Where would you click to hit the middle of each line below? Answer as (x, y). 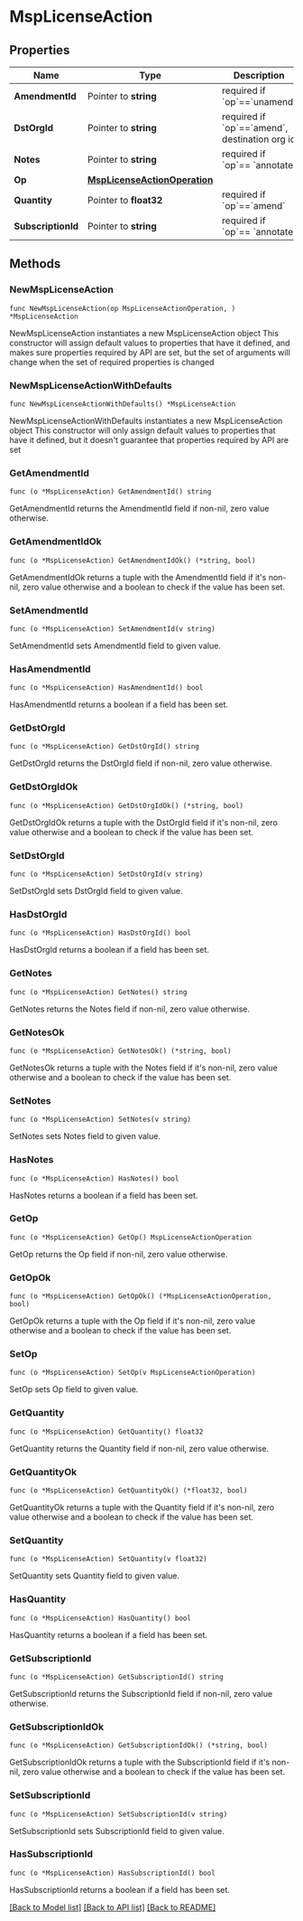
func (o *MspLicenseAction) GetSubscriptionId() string (116, 1677)
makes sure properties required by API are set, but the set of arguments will (150, 352)
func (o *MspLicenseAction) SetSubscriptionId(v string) (119, 1814)
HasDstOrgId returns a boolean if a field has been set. (110, 950)
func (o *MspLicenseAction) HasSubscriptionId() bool (113, 1873)
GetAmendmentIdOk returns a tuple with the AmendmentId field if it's (138, 577)
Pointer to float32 (125, 200)
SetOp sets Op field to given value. (74, 1389)
